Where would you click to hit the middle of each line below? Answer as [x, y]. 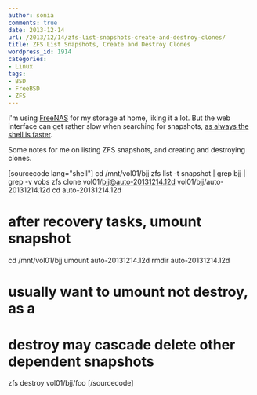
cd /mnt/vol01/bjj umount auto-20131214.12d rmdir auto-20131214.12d [119, 261]
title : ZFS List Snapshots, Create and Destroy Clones [100, 45]
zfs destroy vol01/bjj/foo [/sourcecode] [71, 383]
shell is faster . [31, 135]
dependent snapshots [81, 361]
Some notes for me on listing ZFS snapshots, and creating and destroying [127, 150]
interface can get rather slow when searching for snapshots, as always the [128, 126]
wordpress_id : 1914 [40, 52]
